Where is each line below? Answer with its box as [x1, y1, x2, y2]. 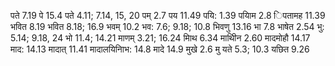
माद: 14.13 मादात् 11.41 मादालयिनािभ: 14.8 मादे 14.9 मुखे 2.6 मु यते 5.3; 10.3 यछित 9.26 [10, 43, 310, 55]
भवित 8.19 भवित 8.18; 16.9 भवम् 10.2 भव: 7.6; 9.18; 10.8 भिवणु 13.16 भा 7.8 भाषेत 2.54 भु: [10, 21, 325, 32]
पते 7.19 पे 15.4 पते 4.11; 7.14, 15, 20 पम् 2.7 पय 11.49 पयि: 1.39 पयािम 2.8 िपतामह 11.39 [10, 10, 326, 21]
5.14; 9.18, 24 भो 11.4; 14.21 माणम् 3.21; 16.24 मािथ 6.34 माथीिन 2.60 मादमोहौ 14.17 [10, 32, 311, 44]
